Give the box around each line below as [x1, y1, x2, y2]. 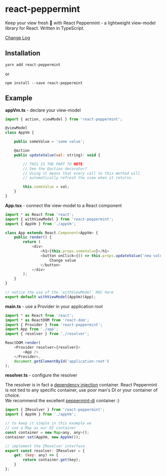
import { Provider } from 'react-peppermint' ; [5, 322, 103, 327]
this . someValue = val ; [23, 184, 70, 189]
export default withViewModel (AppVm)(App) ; [5, 294, 96, 299]
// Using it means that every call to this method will [23, 171, 140, 176]
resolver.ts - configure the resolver [5, 372, 78, 378]
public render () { [14, 235, 52, 240]
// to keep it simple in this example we [5, 421, 92, 426]
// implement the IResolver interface [5, 443, 85, 449]
